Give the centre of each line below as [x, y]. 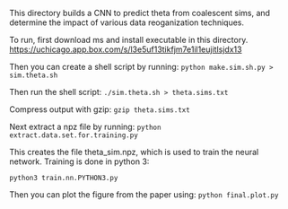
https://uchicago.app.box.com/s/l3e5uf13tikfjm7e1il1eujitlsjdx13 [126, 49]
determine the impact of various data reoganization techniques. [127, 22]
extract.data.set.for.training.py [74, 135]
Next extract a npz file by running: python [85, 126]
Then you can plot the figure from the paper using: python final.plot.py [144, 195]
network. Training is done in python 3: [79, 161]
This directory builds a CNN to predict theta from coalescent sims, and [140, 13]
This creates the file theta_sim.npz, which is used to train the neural [134, 152]
